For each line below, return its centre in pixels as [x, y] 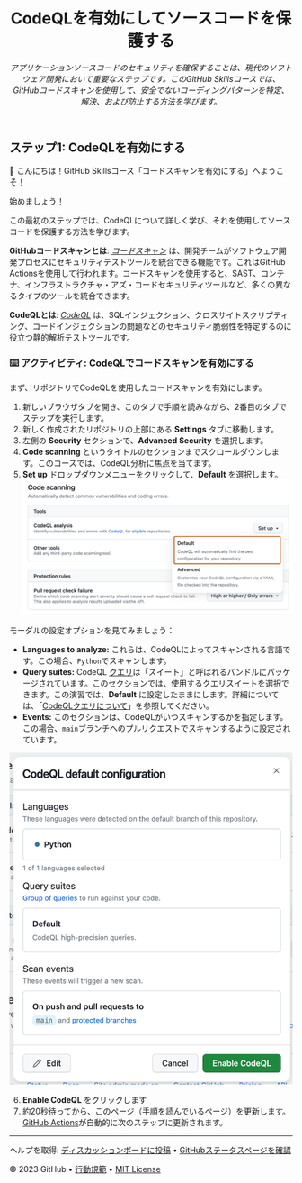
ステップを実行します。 [66, 418]
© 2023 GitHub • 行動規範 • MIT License [85, 1169]
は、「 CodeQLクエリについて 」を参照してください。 [118, 706]
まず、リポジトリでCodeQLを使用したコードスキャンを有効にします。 [138, 387]
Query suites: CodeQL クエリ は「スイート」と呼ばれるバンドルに [145, 672]
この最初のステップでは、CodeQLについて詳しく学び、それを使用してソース [150, 221]
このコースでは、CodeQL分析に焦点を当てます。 [127, 463]
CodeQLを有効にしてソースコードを [143, 18]
